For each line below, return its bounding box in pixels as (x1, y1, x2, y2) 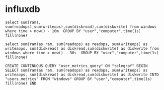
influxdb (5, 3, 41, 15)
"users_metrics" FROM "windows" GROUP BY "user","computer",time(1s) (5, 76, 153, 82)
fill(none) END (5, 81, 37, 86)
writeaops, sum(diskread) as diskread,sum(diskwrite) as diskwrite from (5, 46, 159, 51)
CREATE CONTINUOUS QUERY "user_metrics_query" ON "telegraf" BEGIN (5, 63, 148, 68)
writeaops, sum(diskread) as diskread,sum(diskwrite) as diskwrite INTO (5, 72, 159, 77)
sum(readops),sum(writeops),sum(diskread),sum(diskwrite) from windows (5, 24, 157, 29)
